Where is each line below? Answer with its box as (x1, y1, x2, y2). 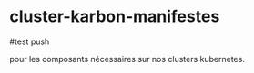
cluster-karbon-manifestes (9, 6, 220, 27)
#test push (9, 36, 50, 47)
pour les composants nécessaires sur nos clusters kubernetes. (9, 53, 246, 64)
